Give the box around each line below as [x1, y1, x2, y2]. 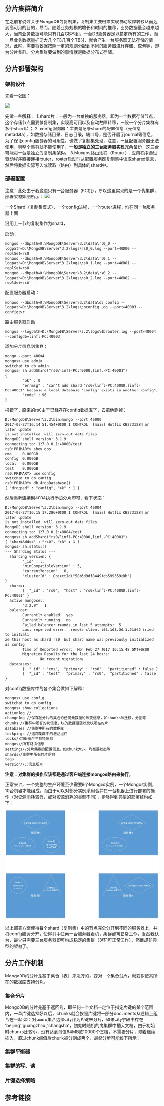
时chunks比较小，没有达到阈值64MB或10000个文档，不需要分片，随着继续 [5, 1028, 156, 1035]
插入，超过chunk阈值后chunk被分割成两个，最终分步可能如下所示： [5, 1035, 142, 1041]
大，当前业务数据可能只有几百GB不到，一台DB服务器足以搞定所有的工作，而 [5, 31, 158, 37]
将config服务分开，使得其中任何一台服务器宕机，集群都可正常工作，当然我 [5, 931, 155, 937]
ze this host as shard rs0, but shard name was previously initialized [5, 637, 154, 642]
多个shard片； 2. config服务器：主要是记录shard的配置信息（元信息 [5, 125, 141, 131]
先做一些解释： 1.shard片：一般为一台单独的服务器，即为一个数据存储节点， [5, 113, 158, 119]
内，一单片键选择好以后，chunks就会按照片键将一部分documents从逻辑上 [5, 1010, 154, 1016]
